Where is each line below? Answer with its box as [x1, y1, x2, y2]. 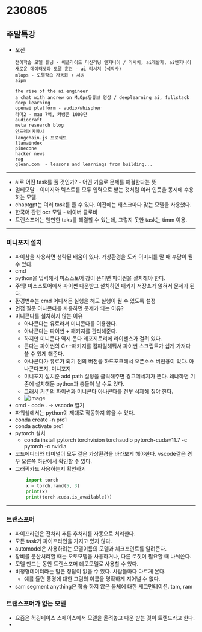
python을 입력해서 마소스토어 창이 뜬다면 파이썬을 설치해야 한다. [14, 275, 166, 282]
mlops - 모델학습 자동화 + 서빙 [14, 72, 85, 78]
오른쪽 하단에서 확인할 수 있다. [21, 458, 92, 465]
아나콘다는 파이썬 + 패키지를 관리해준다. [23, 327, 118, 335]
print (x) [26, 488, 48, 495]
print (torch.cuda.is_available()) [26, 494, 112, 500]
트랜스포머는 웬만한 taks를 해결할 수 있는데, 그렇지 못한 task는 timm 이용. [14, 216, 188, 223]
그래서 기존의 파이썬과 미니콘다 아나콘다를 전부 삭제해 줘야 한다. [23, 388, 173, 395]
